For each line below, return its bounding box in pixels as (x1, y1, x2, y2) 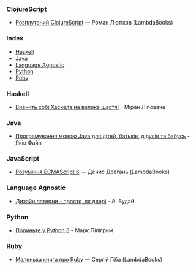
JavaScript (6, 154, 40, 163)
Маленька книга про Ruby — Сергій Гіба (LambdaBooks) (15, 256, 163, 263)
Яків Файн (15, 139, 42, 146)
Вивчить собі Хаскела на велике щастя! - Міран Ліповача (15, 103, 165, 110)
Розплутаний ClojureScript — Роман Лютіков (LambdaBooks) (15, 19, 173, 26)
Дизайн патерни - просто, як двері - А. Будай (15, 197, 135, 205)
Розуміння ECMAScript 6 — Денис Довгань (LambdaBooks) (15, 168, 170, 176)
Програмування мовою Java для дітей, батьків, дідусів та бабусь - (15, 132, 190, 140)
